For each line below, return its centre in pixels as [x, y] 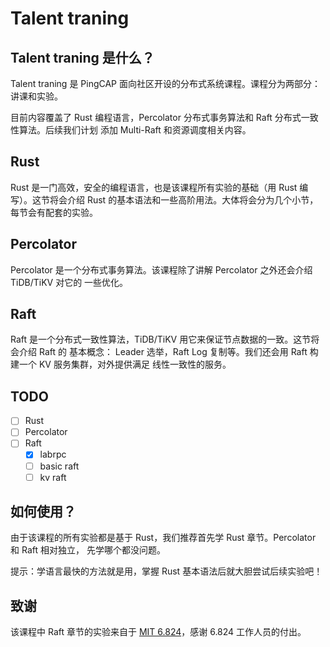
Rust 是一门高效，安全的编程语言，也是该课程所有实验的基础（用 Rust [154, 187]
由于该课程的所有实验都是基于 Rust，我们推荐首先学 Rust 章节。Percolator [163, 538]
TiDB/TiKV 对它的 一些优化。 [69, 282]
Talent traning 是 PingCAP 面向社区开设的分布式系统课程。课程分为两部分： [166, 83]
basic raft [59, 466]
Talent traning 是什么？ [82, 57]
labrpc [53, 454]
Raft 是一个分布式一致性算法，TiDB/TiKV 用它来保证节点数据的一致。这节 [161, 339]
